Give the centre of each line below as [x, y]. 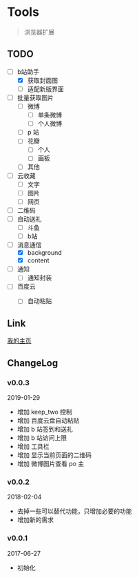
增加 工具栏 [33, 446]
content [38, 260]
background [44, 253]
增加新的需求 [35, 520]
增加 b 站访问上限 [42, 437]
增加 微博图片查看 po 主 [51, 463]
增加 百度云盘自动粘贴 [48, 420]
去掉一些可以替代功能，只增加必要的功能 [74, 511]
